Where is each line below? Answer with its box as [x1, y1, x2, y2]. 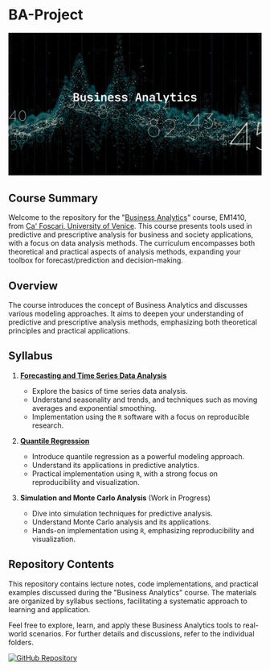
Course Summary [8, 191, 99, 205]
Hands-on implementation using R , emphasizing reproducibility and [31, 525, 255, 535]
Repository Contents [8, 557, 115, 571]
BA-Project [8, 6, 84, 24]
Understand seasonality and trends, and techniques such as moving [31, 395, 258, 404]
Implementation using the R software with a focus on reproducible [31, 412, 250, 421]
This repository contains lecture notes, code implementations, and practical [8, 578, 259, 589]
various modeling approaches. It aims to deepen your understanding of [8, 309, 244, 319]
